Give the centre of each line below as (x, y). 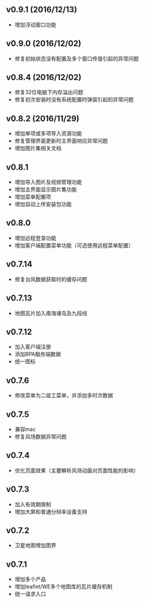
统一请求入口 (30, 594)
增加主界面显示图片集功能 (46, 190)
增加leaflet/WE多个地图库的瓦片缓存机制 (63, 586)
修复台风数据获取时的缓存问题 (51, 279)
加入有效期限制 (33, 504)
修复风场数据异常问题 (40, 436)
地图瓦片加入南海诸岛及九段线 (51, 313)
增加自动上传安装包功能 (43, 204)
